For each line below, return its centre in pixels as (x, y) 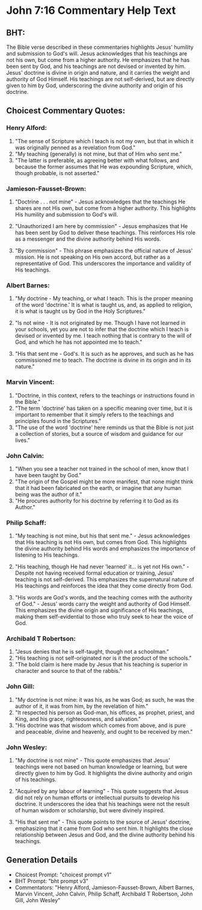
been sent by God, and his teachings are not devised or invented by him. (96, 66)
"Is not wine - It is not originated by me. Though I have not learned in (100, 323)
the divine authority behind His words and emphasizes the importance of (105, 549)
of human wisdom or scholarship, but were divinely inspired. (90, 811)
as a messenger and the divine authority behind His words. (88, 239)
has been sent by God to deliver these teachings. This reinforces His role (105, 232)
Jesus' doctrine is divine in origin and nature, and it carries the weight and (98, 73)
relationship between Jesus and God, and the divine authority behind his (105, 835)
